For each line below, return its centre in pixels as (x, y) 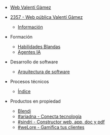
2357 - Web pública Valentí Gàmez (46, 17)
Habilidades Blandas (39, 47)
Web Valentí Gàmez (31, 7)
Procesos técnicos (29, 81)
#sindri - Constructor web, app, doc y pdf (61, 122)
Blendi (24, 111)
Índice (24, 91)
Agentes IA (29, 52)
